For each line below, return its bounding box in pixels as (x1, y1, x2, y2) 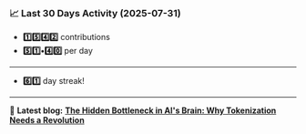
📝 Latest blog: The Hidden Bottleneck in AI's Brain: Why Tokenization (9, 105, 277, 116)
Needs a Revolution (9, 115, 85, 126)
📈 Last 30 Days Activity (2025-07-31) (9, 6, 181, 19)
